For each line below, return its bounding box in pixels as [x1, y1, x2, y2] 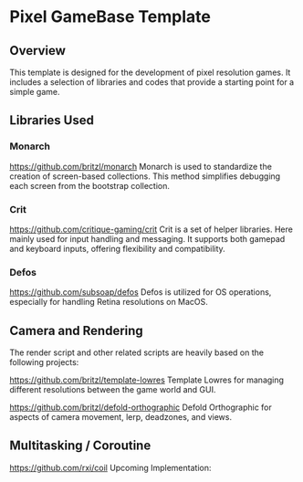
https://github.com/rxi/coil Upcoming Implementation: [9, 462, 212, 473]
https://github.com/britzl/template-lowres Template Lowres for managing [9, 374, 285, 385]
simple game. [9, 87, 61, 97]
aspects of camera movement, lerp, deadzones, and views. [9, 412, 233, 423]
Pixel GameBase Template [9, 6, 212, 27]
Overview [9, 43, 67, 58]
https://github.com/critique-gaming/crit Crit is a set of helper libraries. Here [9, 224, 294, 235]
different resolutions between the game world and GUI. [9, 384, 216, 395]
